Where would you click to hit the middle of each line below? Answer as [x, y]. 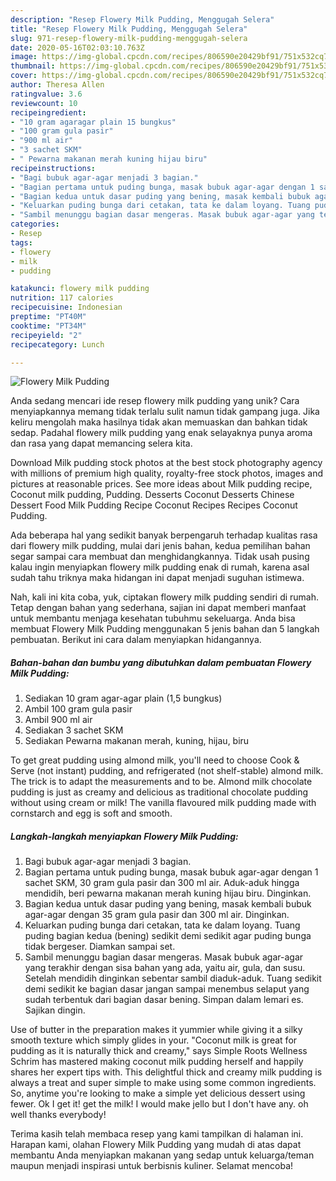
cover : [24, 76]
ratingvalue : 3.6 [46, 94]
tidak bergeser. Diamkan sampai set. [100, 947]
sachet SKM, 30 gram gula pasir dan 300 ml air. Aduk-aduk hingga [162, 883]
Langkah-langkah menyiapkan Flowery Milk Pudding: [124, 836]
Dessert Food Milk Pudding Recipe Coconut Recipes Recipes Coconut [154, 505]
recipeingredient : [48, 112]
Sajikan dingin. [55, 1010]
